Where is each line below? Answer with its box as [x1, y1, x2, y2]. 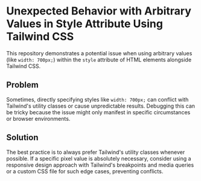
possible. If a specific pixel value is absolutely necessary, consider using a [6, 155, 191, 162]
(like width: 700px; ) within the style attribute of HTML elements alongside [6, 56, 192, 63]
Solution [6, 132, 39, 143]
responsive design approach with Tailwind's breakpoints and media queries [6, 161, 194, 168]
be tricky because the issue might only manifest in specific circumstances [6, 108, 191, 115]
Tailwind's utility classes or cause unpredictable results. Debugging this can [6, 102, 195, 109]
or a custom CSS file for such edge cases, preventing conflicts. [6, 167, 164, 175]
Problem [6, 80, 39, 90]
